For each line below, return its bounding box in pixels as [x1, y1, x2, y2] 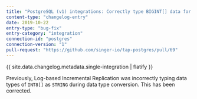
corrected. [6, 87, 32, 94]
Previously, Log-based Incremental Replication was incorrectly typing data [6, 74, 188, 81]
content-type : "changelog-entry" [6, 14, 88, 20]
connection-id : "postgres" [6, 36, 73, 42]
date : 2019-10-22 [6, 19, 49, 25]
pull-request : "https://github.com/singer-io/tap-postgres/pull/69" [6, 47, 178, 53]
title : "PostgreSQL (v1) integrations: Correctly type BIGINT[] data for [6, 8, 192, 15]
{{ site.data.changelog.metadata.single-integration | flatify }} [6, 63, 153, 70]
